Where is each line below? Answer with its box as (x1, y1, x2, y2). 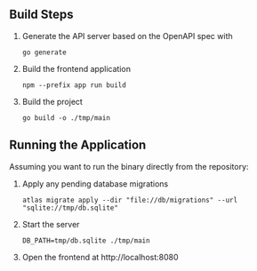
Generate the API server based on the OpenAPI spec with (21, 30, 233, 41)
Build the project (21, 96, 83, 107)
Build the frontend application (21, 63, 132, 74)
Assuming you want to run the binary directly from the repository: (9, 161, 249, 171)
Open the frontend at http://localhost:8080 (21, 251, 180, 262)
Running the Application (9, 138, 147, 153)
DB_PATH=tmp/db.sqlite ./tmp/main (21, 235, 150, 245)
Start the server (21, 219, 80, 229)
